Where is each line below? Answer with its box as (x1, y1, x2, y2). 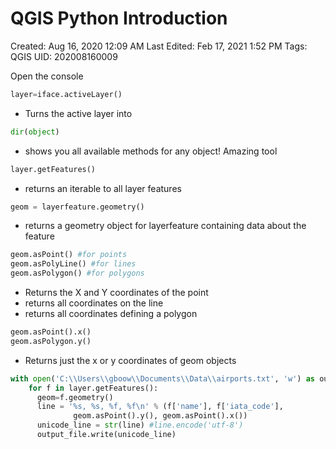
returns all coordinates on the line (24, 297, 164, 309)
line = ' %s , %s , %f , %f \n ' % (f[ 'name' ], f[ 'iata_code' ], (36, 402, 284, 412)
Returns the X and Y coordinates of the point (24, 287, 209, 299)
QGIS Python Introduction (10, 7, 228, 30)
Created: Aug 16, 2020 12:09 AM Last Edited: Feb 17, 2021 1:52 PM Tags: (10, 40, 308, 52)
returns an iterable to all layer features (24, 182, 182, 194)
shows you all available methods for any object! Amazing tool (24, 145, 278, 157)
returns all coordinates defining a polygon (24, 308, 198, 320)
